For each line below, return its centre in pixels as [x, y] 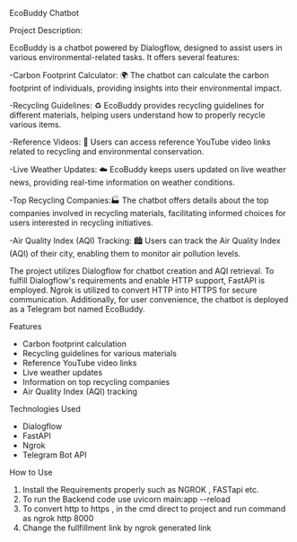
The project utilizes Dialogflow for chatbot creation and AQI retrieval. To [142, 271]
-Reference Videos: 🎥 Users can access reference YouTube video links [140, 142]
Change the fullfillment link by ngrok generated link [117, 528]
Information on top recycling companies [96, 382]
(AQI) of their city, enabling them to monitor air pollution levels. [125, 254]
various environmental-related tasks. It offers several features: [125, 57]
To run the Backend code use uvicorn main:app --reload [126, 499]
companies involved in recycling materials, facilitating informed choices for [148, 213]
